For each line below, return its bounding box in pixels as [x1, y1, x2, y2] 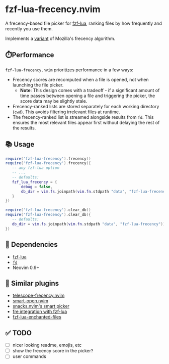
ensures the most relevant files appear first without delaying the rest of [12, 119, 160, 125]
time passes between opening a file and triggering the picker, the [20, 93, 155, 99]
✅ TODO [5, 329, 32, 337]
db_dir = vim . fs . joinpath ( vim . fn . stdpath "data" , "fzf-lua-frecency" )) [12, 221, 165, 226]
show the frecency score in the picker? [12, 348, 94, 354]
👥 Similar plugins [5, 279, 59, 288]
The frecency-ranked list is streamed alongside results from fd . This [12, 114, 154, 120]
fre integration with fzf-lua [12, 308, 67, 314]
